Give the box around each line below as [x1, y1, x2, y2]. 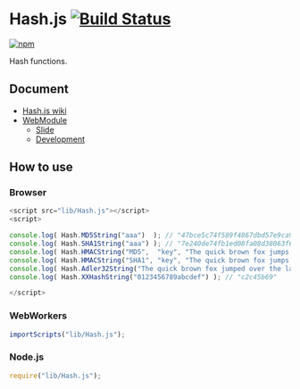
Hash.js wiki [21, 105, 67, 116]
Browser [9, 186, 47, 199]
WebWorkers [9, 310, 68, 322]
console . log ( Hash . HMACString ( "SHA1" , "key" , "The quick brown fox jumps [9, 255, 290, 265]
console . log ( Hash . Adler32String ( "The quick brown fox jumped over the [9, 264, 281, 273]
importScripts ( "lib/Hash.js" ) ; [9, 330, 126, 339]
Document [9, 81, 69, 97]
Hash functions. [9, 55, 68, 66]
